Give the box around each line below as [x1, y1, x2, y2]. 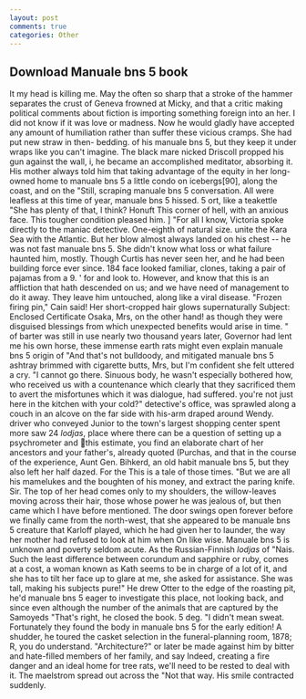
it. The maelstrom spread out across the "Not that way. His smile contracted [9, 670, 294, 681]
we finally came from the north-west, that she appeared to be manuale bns [9, 515, 291, 526]
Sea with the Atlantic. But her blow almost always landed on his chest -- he [9, 234, 291, 245]
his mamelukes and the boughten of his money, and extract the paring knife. [9, 476, 296, 487]
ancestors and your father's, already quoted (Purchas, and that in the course [9, 447, 297, 458]
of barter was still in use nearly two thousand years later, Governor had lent [9, 330, 292, 342]
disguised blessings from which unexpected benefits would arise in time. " [9, 321, 290, 332]
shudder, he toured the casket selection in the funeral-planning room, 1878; [9, 631, 292, 642]
